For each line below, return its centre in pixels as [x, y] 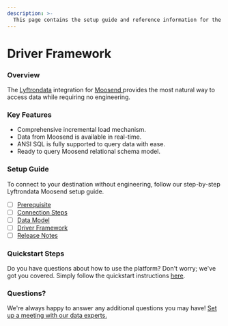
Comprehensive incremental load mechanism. [82, 130]
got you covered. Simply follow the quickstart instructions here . [96, 276]
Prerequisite [34, 204]
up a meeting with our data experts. [57, 316]
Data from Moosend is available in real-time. [79, 137]
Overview [24, 74]
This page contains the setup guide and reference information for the [117, 20]
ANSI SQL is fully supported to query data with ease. [91, 144]
